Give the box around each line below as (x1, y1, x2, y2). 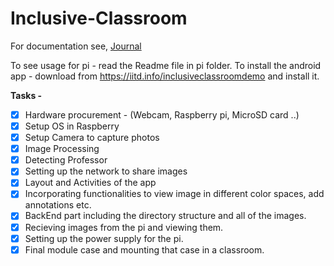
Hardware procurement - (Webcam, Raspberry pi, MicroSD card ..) (24, 108, 300, 121)
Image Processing (24, 143, 100, 155)
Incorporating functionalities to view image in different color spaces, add (24, 188, 325, 200)
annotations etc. (24, 199, 92, 211)
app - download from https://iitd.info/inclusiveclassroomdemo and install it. (10, 70, 320, 82)
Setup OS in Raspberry (24, 120, 120, 132)
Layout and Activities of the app (24, 177, 157, 189)
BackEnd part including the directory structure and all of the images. (24, 210, 307, 222)
